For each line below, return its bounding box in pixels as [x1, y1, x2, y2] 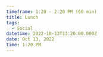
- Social [11, 25, 33, 31]
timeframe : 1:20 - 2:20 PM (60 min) [6, 8, 97, 15]
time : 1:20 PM [6, 42, 42, 48]
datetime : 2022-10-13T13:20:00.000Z [6, 31, 97, 37]
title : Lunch [6, 14, 39, 20]
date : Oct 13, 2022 [6, 36, 55, 42]
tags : [6, 20, 20, 26]
